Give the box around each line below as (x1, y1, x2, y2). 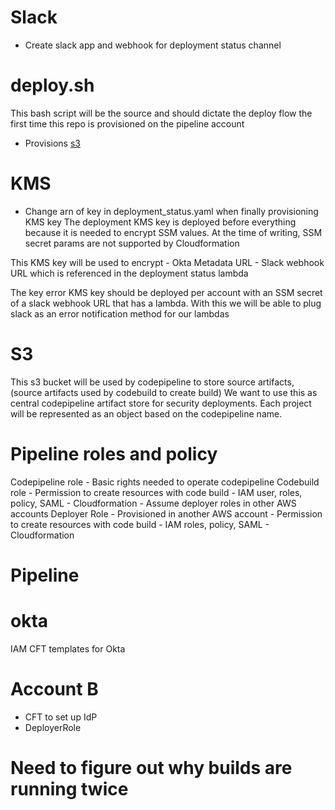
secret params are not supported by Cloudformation (24, 237, 240, 249)
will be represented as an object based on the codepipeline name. (10, 407, 283, 420)
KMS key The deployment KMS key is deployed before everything (24, 216, 297, 228)
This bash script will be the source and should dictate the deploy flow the (10, 107, 313, 119)
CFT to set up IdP (24, 711, 98, 723)
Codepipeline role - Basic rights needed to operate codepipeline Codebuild (10, 476, 320, 488)
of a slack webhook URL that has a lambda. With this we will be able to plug (10, 297, 322, 309)
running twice (10, 777, 129, 800)
